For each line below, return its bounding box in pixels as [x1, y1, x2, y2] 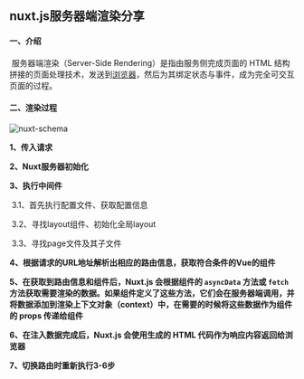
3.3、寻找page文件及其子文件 [11, 238, 122, 249]
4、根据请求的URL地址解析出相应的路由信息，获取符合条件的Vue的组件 [9, 257, 276, 268]
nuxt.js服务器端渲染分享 [9, 8, 145, 24]
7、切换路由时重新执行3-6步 [9, 360, 116, 371]
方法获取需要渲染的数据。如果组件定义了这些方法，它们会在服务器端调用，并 [9, 288, 295, 298]
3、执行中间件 [9, 180, 63, 191]
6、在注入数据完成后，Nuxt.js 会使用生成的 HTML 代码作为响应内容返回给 [9, 329, 285, 340]
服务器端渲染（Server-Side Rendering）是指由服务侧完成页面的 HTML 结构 [11, 57, 291, 68]
